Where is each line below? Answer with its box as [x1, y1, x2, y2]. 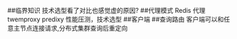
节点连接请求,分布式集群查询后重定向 [19, 24, 128, 32]
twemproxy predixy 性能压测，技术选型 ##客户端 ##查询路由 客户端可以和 [7, 15, 224, 23]
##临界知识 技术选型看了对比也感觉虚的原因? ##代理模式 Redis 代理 [7, 6, 206, 14]
